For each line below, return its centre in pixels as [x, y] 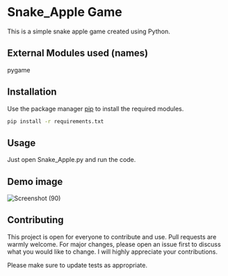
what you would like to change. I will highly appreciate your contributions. [112, 252]
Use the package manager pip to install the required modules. [96, 108]
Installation [32, 92]
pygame [19, 70]
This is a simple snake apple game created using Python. [89, 31]
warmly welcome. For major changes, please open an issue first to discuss [114, 244]
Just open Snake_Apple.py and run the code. [72, 160]
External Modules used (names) [78, 53]
